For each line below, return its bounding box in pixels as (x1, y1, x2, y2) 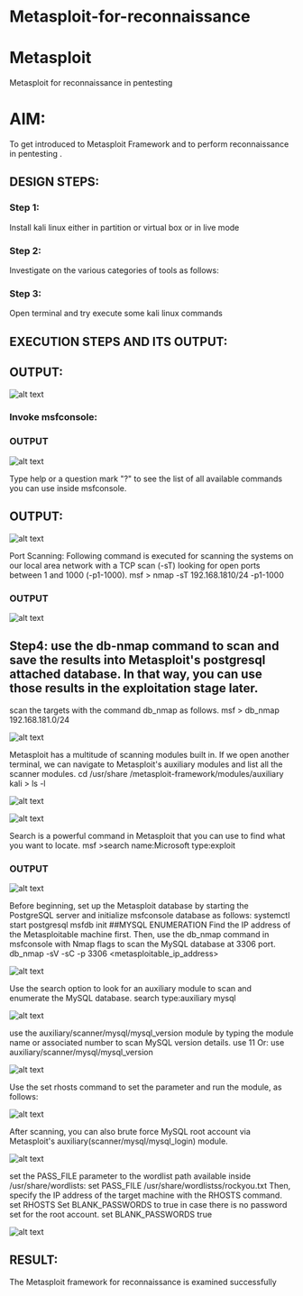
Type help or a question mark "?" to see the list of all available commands (9, 473, 282, 484)
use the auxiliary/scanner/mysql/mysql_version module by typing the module (9, 1027, 294, 1038)
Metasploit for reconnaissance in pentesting (9, 78, 173, 88)
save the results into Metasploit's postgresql (9, 653, 266, 668)
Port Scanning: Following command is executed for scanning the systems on (9, 550, 294, 561)
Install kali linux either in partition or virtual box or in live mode (9, 222, 240, 233)
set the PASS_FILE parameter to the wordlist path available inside (9, 1170, 251, 1182)
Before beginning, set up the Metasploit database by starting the (9, 899, 250, 911)
